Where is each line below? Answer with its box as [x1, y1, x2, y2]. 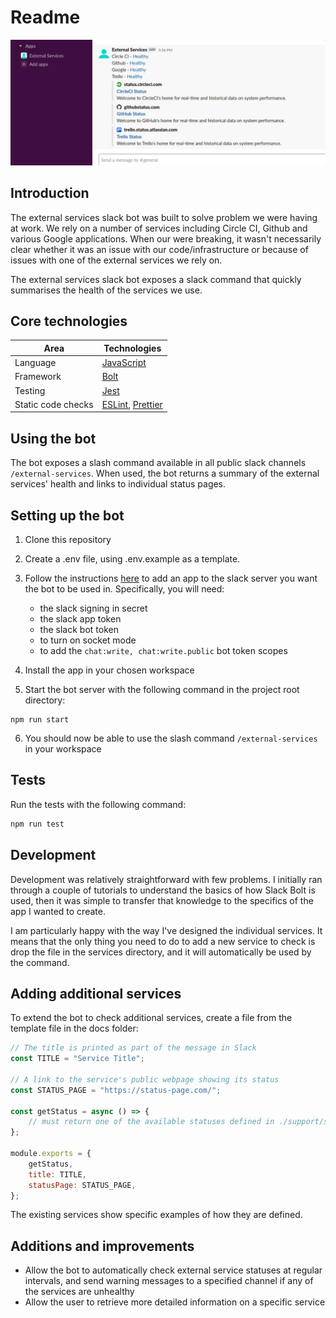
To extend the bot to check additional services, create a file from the [10, 1012, 293, 1024]
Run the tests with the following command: [10, 798, 187, 810]
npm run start [10, 715, 70, 725]
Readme [10, 6, 81, 29]
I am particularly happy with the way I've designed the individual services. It [10, 924, 323, 936]
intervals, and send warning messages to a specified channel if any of [24, 1275, 314, 1287]
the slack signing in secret [39, 602, 148, 614]
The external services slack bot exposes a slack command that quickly [10, 273, 302, 285]
